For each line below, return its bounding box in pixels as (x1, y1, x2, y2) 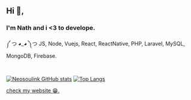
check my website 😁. (6, 87, 60, 94)
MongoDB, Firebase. (6, 52, 57, 60)
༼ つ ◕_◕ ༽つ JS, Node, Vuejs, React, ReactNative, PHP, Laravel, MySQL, (6, 40, 186, 47)
